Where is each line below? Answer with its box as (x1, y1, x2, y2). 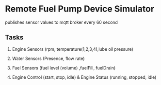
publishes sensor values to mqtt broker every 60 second (5, 19, 118, 25)
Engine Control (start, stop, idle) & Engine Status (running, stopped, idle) (12, 74, 157, 80)
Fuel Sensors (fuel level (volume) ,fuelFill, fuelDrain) (12, 65, 116, 71)
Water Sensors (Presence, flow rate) (12, 56, 85, 61)
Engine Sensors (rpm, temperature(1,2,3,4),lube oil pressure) (12, 46, 133, 52)
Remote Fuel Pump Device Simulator (5, 3, 154, 14)
